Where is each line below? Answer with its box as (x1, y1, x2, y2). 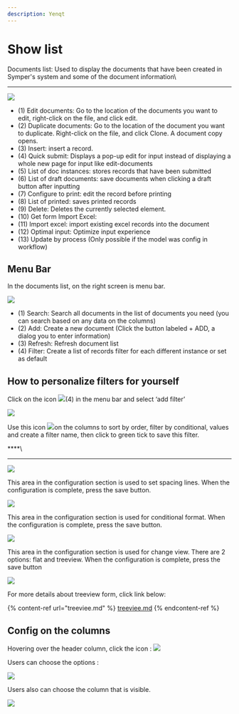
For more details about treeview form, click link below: (7, 590, 166, 599)
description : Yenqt (7, 10, 65, 18)
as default (17, 354, 48, 363)
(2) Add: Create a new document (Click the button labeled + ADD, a (17, 324, 216, 333)
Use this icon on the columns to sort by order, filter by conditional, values (7, 423, 229, 432)
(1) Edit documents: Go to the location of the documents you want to (17, 106, 218, 115)
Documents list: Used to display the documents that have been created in (7, 65, 223, 73)
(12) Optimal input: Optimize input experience (17, 227, 151, 236)
